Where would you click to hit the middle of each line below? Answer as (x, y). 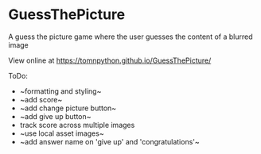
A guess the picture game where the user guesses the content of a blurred (130, 37)
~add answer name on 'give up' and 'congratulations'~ (110, 141)
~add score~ (41, 99)
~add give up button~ (55, 116)
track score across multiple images (77, 125)
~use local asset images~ (62, 133)
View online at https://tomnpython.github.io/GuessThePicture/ (110, 60)
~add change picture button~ (68, 108)
